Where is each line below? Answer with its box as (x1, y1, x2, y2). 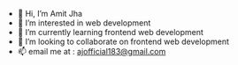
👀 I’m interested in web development (17, 18, 151, 28)
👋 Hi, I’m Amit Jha (17, 9, 82, 18)
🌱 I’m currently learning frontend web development (17, 27, 203, 37)
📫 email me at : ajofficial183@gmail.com (17, 47, 166, 56)
